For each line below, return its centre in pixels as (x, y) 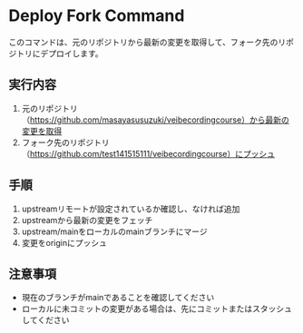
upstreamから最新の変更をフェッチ (87, 220)
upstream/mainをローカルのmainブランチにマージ (114, 231)
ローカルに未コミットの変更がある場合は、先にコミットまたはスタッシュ (156, 309)
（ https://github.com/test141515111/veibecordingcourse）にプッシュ (148, 153)
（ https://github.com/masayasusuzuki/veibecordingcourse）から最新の (155, 120)
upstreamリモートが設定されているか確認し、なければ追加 (131, 209)
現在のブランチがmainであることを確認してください (118, 298)
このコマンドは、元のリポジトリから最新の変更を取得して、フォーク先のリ (147, 42)
